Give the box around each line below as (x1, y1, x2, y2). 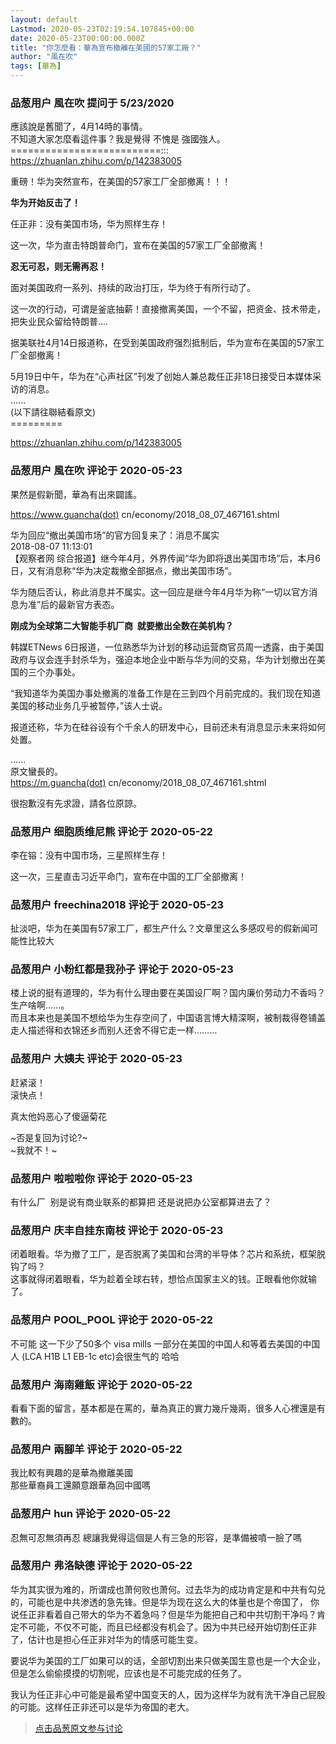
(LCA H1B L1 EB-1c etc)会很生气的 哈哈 (21, 1350, 180, 1362)
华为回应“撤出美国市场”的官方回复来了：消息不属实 (10, 529, 220, 541)
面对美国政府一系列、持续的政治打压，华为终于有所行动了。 (10, 282, 256, 294)
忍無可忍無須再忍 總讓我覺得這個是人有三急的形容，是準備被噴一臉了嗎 (10, 1531, 302, 1543)
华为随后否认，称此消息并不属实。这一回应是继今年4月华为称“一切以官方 (10, 586, 310, 598)
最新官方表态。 (58, 598, 120, 610)
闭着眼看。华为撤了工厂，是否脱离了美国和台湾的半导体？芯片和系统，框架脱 (10, 1248, 326, 1260)
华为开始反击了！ (10, 197, 81, 209)
